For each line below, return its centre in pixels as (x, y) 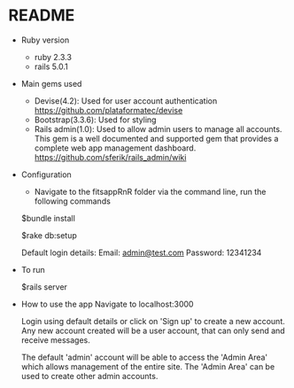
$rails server (44, 287)
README (42, 16)
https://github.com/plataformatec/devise (108, 110)
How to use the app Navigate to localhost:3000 (107, 304)
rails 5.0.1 (51, 66)
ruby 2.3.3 (53, 57)
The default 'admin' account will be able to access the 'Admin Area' (144, 357)
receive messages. (55, 340)
